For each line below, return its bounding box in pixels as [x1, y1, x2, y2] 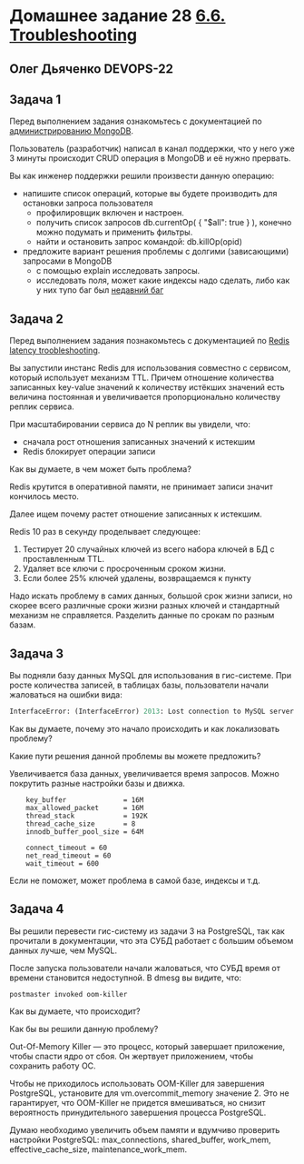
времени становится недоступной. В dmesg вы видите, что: [9, 972, 242, 983]
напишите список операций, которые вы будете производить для [22, 188, 278, 199]
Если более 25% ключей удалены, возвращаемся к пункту [22, 573, 251, 584]
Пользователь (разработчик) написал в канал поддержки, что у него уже [9, 143, 295, 155]
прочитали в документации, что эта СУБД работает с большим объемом [9, 935, 294, 946]
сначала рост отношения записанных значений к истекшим [22, 436, 256, 447]
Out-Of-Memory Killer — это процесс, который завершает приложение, [9, 1040, 286, 1051]
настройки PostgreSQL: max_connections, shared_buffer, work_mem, [9, 1134, 271, 1145]
